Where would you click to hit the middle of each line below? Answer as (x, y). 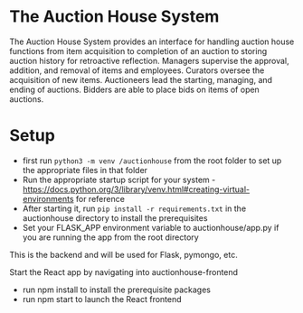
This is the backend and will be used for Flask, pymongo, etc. (123, 254)
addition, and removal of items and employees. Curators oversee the (137, 70)
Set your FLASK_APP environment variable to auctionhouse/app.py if (151, 227)
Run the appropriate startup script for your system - (119, 180)
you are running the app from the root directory (110, 237)
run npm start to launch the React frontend (102, 299)
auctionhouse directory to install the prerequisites (115, 217)
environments (48, 198)
